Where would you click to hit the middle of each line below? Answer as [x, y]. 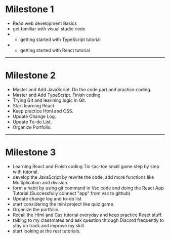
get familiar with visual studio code [49, 28]
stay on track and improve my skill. [49, 225]
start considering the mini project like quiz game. [63, 204]
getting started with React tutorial [55, 50]
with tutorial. [26, 172]
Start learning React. [34, 105]
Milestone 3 [31, 152]
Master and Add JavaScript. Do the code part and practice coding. [82, 89]
